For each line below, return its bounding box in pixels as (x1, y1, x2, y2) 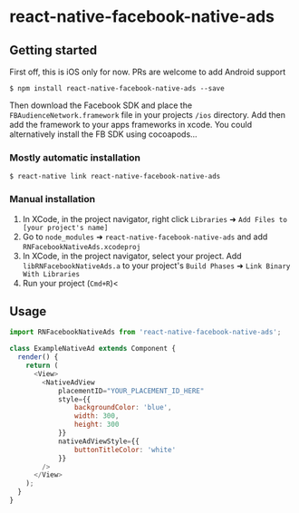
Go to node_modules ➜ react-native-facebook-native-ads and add (22, 231, 268, 242)
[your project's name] (22, 223, 109, 232)
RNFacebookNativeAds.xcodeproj (22, 242, 141, 251)
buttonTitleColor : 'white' (73, 445, 177, 454)
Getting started (9, 43, 98, 58)
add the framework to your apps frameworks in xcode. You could (9, 120, 252, 130)
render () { (17, 353, 59, 362)
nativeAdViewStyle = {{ (57, 437, 140, 446)
